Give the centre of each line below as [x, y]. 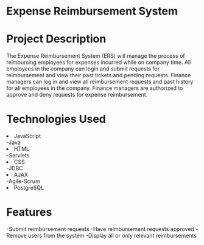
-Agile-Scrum [23, 181]
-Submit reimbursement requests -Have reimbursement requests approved [100, 229]
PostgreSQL [29, 188]
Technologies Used [56, 119]
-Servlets [18, 156]
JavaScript [28, 136]
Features [29, 212]
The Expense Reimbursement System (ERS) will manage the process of [96, 56]
